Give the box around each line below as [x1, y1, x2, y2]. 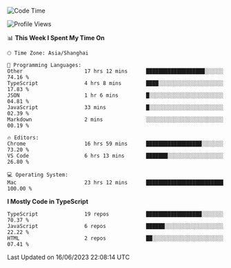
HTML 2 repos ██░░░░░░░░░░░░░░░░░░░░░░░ [7, 235, 224, 242]
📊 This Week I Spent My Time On [7, 34, 105, 41]
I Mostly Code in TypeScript [7, 198, 88, 205]
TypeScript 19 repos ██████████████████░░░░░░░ [7, 211, 224, 218]
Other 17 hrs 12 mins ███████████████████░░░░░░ [7, 68, 224, 75]
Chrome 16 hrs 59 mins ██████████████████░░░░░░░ [7, 140, 224, 147]
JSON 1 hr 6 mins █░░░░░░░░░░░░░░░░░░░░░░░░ [7, 92, 224, 99]
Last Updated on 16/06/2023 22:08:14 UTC [7, 253, 130, 261]
